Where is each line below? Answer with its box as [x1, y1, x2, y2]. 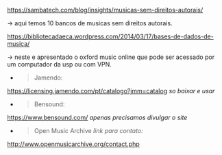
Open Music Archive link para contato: [34, 127, 144, 134]
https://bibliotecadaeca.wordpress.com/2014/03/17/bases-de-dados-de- [7, 32, 214, 40]
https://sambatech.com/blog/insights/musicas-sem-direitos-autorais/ [7, 6, 203, 14]
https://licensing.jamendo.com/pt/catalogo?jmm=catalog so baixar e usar [7, 87, 215, 95]
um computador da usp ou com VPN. [7, 60, 112, 68]
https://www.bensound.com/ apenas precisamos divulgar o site [7, 113, 188, 121]
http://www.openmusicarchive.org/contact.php [7, 140, 140, 148]
